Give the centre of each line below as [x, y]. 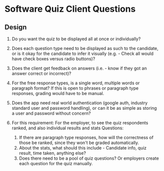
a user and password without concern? [51, 113]
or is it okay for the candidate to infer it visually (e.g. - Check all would [82, 53]
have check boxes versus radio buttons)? [53, 59]
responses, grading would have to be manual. [58, 93]
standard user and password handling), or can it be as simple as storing [84, 108]
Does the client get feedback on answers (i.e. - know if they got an [79, 68]
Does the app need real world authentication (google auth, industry [80, 103]
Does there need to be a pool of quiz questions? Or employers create [89, 158]
